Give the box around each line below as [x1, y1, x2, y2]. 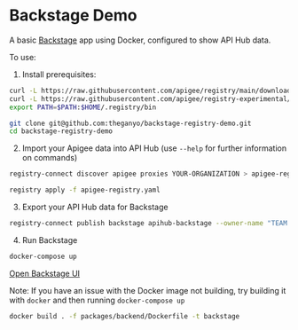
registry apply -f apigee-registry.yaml [9, 185, 161, 195]
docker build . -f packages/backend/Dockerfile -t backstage [9, 311, 240, 320]
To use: [9, 51, 37, 62]
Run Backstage [21, 234, 78, 245]
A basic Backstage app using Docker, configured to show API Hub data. [9, 35, 271, 45]
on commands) [21, 153, 78, 163]
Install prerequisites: [21, 68, 97, 80]
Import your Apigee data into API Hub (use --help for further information [21, 143, 286, 153]
